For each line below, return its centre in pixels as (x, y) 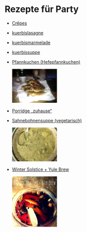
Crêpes (19, 23)
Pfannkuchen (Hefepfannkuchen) (46, 62)
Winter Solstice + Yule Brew (40, 169)
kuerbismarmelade (31, 42)
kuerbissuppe (26, 52)
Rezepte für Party (42, 9)
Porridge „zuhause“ (32, 111)
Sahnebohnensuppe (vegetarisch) (47, 120)
